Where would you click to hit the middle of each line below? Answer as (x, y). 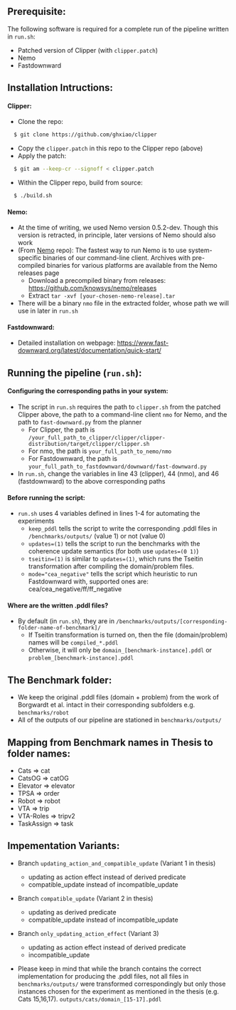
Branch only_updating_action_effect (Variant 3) (88, 933)
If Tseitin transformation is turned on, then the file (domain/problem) (128, 635)
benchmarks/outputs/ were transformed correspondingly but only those (122, 984)
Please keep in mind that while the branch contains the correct (109, 969)
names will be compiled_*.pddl (73, 642)
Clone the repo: (41, 122)
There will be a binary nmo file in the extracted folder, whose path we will (123, 303)
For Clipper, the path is (61, 429)
